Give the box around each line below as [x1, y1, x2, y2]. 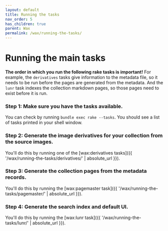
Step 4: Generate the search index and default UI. [5, 203, 128, 210]
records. [5, 174, 27, 181]
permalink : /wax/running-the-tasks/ [5, 31, 82, 36]
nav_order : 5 [5, 17, 33, 22]
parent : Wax [5, 26, 30, 31]
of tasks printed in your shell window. [5, 120, 83, 126]
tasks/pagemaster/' [5, 190, 46, 196]
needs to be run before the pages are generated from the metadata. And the [5, 79, 163, 85]
